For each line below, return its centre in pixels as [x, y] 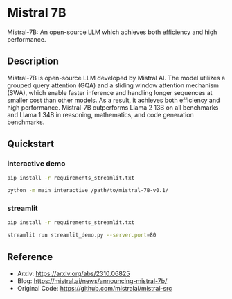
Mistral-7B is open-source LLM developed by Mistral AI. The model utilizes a [116, 78]
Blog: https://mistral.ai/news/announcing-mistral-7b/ [92, 281]
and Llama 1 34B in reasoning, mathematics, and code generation [100, 114]
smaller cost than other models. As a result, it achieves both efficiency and [114, 100]
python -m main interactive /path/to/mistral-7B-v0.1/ [88, 191]
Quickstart [31, 144]
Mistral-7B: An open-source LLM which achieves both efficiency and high [112, 32]
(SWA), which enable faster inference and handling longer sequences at [110, 92]
